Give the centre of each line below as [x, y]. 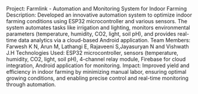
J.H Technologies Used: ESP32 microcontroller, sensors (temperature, [92, 53]
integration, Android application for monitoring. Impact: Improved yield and [98, 65]
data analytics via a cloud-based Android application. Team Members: [104, 40]
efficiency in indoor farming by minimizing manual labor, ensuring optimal [96, 72]
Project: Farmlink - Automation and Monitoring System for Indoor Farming [97, 9]
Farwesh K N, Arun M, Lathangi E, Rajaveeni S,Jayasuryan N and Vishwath [98, 46]
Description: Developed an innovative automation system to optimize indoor [99, 15]
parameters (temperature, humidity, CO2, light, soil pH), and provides [91, 34]
